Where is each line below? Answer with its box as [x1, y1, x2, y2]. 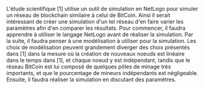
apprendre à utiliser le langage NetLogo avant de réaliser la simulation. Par [6, 31, 194, 38]
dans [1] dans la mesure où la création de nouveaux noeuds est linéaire [6, 50, 185, 57]
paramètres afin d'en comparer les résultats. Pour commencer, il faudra [6, 24, 186, 31]
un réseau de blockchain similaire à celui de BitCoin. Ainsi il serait [6, 12, 171, 19]
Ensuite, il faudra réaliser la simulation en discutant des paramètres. [6, 76, 177, 83]
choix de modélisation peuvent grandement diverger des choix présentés [6, 44, 190, 51]
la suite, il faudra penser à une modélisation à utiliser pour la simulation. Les [6, 38, 197, 44]
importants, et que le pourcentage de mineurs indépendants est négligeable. [6, 70, 199, 76]
